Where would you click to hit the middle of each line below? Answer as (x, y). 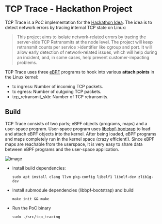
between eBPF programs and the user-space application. (62, 149)
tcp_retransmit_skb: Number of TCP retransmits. (60, 97)
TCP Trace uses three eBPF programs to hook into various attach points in (80, 72)
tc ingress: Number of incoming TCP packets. (57, 86)
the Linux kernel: (22, 77)
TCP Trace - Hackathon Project (69, 9)
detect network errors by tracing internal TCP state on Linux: (65, 27)
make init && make (31, 199)
